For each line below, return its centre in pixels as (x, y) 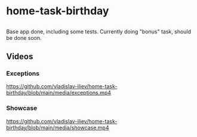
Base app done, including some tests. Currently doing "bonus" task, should (99, 32)
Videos (20, 56)
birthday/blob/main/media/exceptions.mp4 (59, 93)
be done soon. (24, 38)
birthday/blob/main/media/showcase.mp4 (58, 127)
